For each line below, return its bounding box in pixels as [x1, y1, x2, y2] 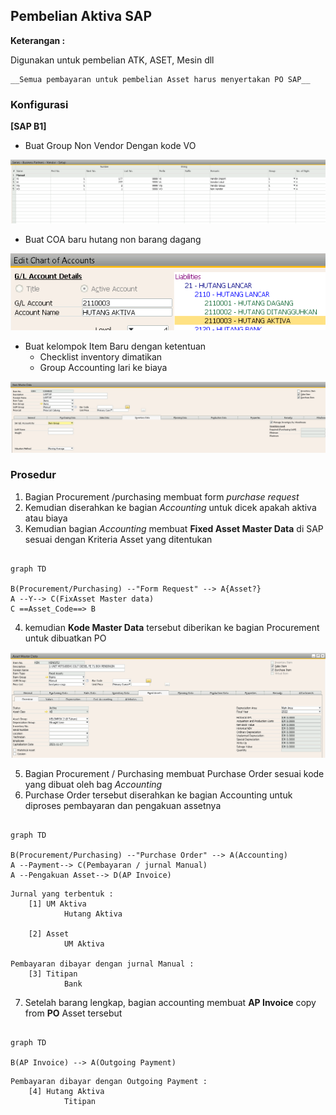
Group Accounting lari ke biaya [39, 362, 168, 374]
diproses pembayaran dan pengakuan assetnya [24, 799, 222, 811]
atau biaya [24, 512, 68, 524]
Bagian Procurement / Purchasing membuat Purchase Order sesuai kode [24, 767, 325, 779]
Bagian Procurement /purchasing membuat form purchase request [24, 490, 300, 503]
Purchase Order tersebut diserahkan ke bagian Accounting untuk [24, 789, 293, 801]
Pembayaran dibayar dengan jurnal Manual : [10, 959, 195, 969]
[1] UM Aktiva [28, 899, 87, 909]
